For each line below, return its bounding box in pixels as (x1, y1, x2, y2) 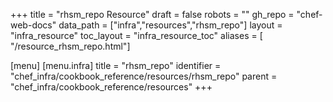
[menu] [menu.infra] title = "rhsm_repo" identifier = (10, 60, 222, 71)
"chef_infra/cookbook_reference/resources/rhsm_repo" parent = (10, 70, 278, 82)
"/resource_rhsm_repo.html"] (10, 40, 131, 52)
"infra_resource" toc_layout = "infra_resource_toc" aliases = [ (10, 30, 263, 41)
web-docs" (10, 19, 57, 31)
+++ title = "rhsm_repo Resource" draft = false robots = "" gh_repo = (10, 9, 295, 20)
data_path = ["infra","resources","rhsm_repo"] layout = (58, 19, 283, 31)
